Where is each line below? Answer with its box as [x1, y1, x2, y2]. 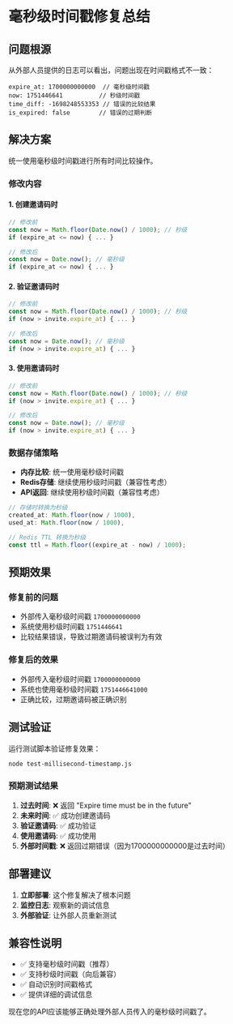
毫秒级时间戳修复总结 [8, 7, 151, 26]
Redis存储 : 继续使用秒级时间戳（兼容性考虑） [19, 478, 172, 487]
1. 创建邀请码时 [8, 199, 58, 209]
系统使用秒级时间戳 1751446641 [19, 622, 123, 632]
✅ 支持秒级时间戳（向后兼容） [19, 970, 121, 979]
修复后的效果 [8, 654, 59, 666]
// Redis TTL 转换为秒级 [8, 533, 87, 542]
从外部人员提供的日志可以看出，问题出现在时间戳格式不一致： [8, 66, 214, 75]
